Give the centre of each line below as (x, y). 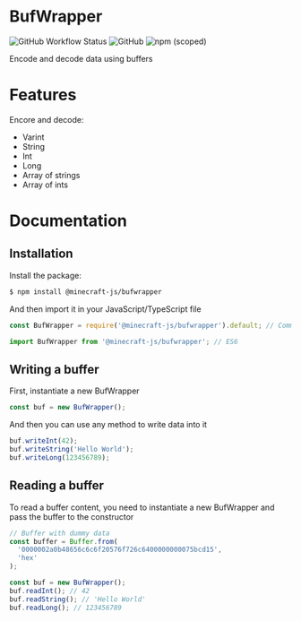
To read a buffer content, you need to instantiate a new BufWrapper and (142, 507)
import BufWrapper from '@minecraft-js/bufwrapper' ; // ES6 (124, 341)
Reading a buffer (57, 486)
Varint (33, 137)
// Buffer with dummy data (60, 533)
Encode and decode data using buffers (82, 58)
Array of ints (45, 185)
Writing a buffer (55, 369)
